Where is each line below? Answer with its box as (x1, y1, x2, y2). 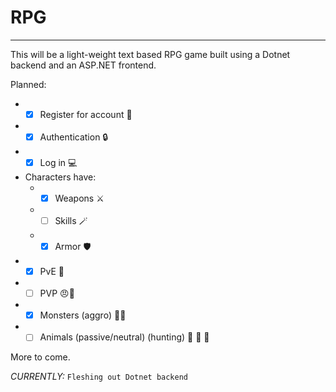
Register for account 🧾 (39, 108, 133, 120)
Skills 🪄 (54, 215, 88, 227)
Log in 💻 (39, 157, 78, 168)
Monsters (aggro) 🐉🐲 (39, 309, 127, 321)
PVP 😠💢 (39, 287, 75, 300)
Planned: (10, 78, 47, 90)
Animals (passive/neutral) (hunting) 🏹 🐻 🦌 (39, 331, 210, 343)
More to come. (10, 351, 71, 363)
